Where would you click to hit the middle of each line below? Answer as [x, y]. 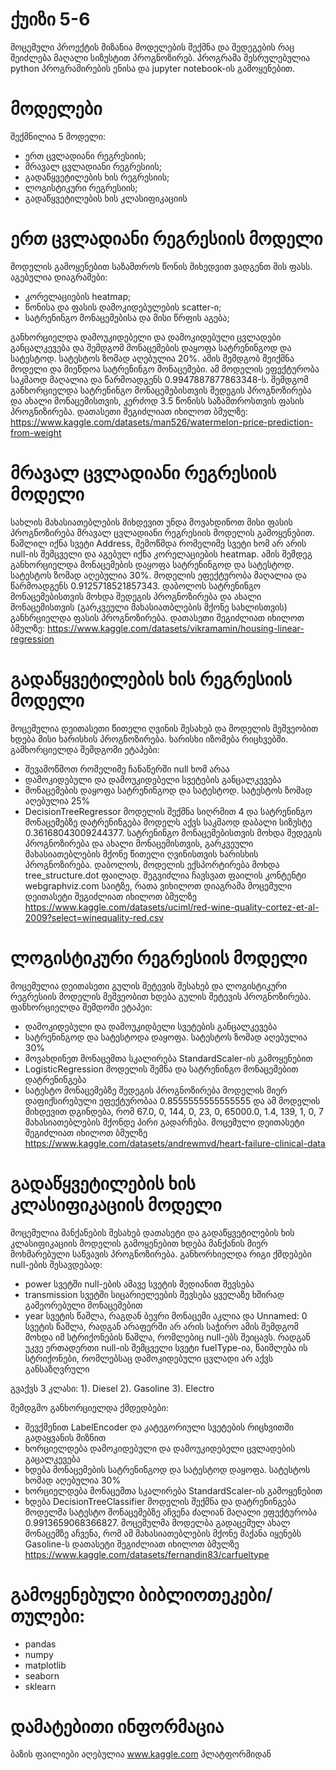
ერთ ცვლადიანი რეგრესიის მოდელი [166, 239]
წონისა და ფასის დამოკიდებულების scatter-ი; [123, 307]
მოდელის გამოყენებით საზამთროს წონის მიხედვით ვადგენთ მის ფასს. [161, 266]
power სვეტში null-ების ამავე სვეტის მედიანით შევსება [139, 1284]
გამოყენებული [72, 1594]
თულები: [48, 1615]
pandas [40, 1644]
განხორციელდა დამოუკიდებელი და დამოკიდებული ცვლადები [146, 337]
